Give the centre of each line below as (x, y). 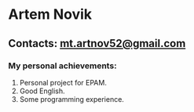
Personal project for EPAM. (63, 82)
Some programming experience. (71, 99)
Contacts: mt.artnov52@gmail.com (97, 43)
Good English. (42, 91)
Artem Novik (50, 14)
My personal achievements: (62, 66)
